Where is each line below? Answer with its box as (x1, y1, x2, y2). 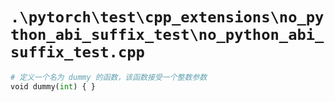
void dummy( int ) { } (10, 81, 97, 92)
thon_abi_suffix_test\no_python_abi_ (10, 26, 325, 45)
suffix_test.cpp (10, 43, 145, 62)
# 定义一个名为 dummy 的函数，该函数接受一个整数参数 (10, 72, 208, 82)
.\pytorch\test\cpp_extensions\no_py (10, 8, 325, 27)
